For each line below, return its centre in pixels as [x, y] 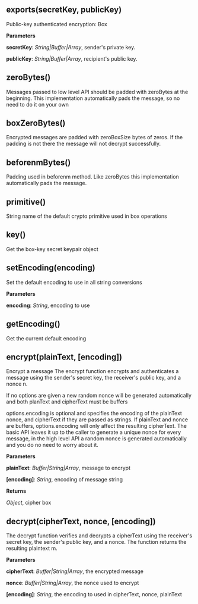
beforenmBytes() [39, 162]
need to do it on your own [38, 104]
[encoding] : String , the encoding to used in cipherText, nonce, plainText [94, 594]
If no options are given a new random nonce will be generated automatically [99, 396]
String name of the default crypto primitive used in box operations [87, 216]
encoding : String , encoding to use [48, 305]
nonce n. [17, 384]
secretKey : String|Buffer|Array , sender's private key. [71, 47]
